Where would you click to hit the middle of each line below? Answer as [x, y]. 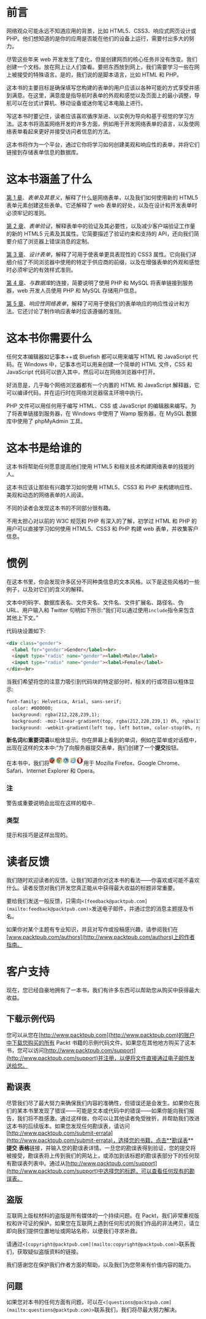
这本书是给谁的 [44, 448]
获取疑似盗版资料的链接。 [49, 1252]
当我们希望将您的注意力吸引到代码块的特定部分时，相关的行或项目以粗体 [97, 682]
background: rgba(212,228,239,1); [56, 715]
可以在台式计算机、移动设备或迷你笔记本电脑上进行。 [78, 103]
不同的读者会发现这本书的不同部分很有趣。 [60, 508]
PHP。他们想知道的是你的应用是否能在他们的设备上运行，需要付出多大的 [98, 38]
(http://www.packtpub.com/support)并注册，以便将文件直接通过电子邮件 [98, 1058]
